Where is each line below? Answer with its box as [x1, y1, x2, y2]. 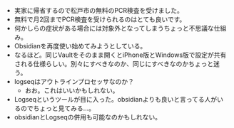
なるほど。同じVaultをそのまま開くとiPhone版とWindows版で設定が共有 [14, 50, 227, 59]
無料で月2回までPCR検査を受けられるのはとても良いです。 [14, 15, 186, 23]
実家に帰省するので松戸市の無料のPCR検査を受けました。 [14, 6, 183, 14]
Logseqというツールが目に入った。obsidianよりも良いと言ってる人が [14, 95, 218, 103]
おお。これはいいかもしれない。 [24, 86, 119, 95]
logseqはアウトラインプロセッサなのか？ [14, 78, 134, 85]
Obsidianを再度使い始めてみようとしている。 [14, 42, 147, 50]
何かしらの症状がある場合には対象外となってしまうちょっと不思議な [14, 24, 214, 32]
